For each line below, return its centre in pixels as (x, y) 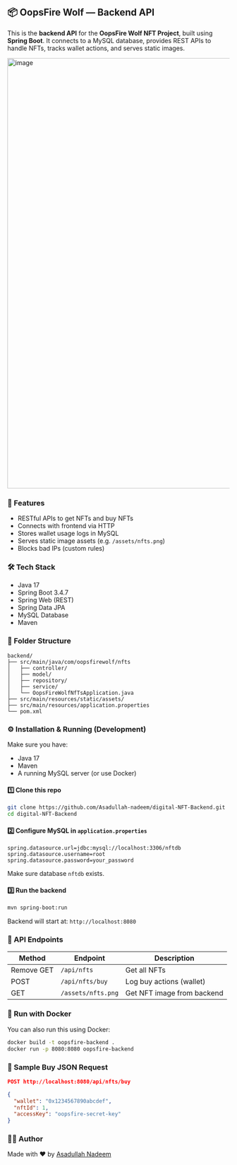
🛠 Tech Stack (31, 567)
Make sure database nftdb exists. (56, 874)
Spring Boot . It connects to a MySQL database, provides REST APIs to (109, 40)
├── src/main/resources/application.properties (79, 705)
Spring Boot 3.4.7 (43, 592)
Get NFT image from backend (174, 993)
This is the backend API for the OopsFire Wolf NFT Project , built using (110, 33)
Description (174, 958)
